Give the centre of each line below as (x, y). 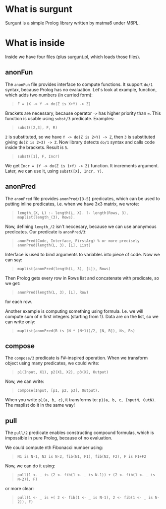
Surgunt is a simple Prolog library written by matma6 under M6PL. (72, 23)
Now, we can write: (25, 381)
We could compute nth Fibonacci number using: (54, 447)
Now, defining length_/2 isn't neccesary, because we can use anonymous (81, 226)
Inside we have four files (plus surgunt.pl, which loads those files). (73, 57)
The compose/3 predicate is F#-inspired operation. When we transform (76, 358)
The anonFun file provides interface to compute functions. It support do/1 (79, 84)
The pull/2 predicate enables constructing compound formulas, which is (80, 433)
